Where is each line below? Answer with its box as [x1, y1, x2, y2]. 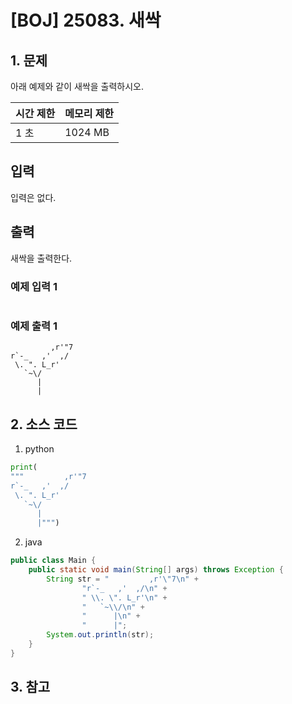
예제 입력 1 [10, 279, 58, 293]
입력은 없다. [10, 191, 57, 203]
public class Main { [10, 556, 97, 566]
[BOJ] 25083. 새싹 [10, 9, 162, 32]
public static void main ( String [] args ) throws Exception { [28, 565, 284, 575]
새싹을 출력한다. [10, 252, 73, 264]
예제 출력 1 [10, 319, 58, 333]
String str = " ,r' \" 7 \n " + [46, 574, 199, 584]
